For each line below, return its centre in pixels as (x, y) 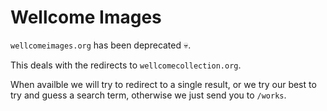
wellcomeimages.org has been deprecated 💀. (101, 45)
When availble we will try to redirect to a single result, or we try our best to (163, 84)
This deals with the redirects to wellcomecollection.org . (126, 65)
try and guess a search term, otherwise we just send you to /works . (148, 95)
